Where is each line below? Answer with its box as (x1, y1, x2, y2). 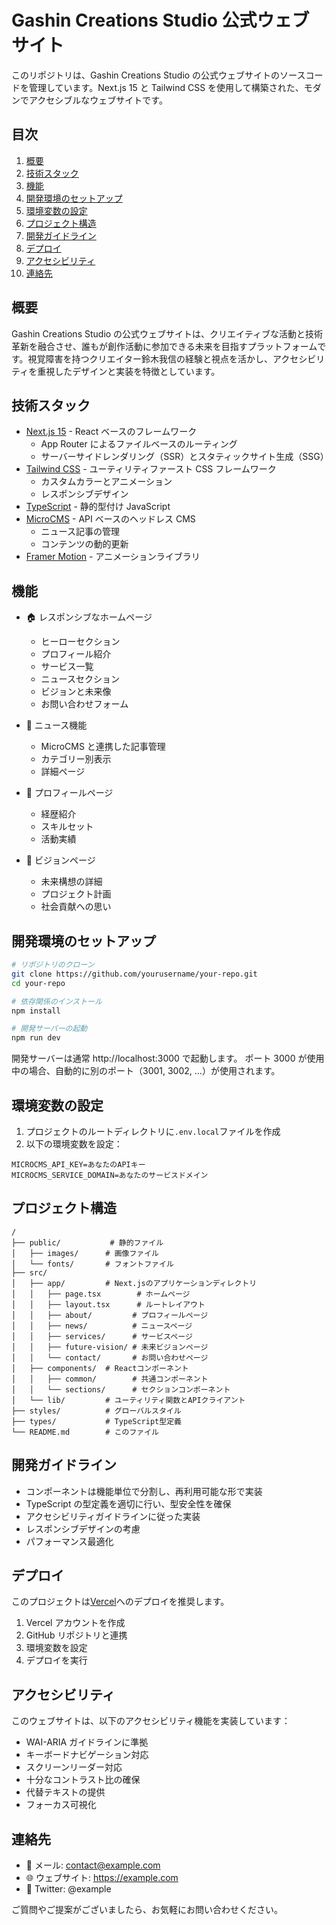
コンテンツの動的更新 (40, 538, 129, 550)
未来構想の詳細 (40, 876, 103, 888)
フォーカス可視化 (25, 1799, 97, 1811)
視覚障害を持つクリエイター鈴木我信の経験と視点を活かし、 (27, 352, 274, 365)
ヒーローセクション (40, 636, 121, 648)
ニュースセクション (40, 673, 120, 685)
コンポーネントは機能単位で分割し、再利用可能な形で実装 (25, 1485, 263, 1497)
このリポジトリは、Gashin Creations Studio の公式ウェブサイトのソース (11, 69, 306, 81)
